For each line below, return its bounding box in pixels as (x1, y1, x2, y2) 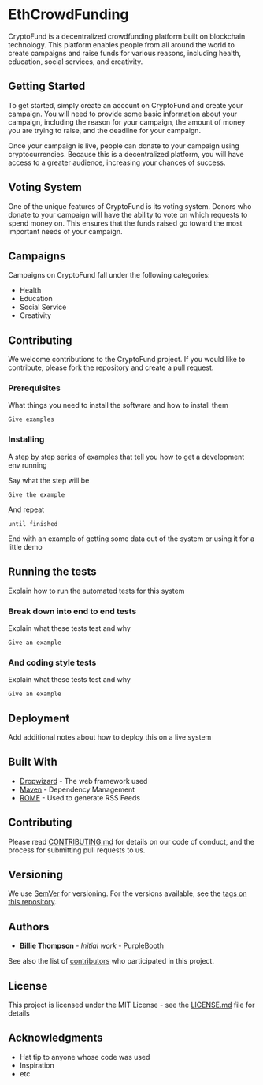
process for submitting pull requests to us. (8, 845, 146, 855)
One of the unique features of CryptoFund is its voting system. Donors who (8, 201, 252, 211)
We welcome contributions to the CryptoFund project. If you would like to (8, 355, 246, 364)
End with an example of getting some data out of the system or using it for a (8, 534, 254, 543)
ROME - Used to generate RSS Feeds (19, 792, 140, 802)
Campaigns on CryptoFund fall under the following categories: (8, 270, 210, 280)
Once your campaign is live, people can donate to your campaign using (8, 140, 240, 151)
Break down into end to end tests (8, 606, 137, 617)
